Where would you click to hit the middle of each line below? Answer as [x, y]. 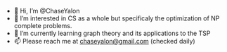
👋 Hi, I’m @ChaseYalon [47, 11]
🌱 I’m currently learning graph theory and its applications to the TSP [112, 33]
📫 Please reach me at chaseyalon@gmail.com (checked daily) [104, 41]
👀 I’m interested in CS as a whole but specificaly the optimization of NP [117, 18]
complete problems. [43, 26]
